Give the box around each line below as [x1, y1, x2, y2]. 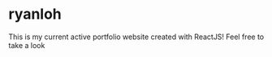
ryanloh [8, 5, 63, 24]
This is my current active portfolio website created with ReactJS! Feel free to [8, 32, 265, 42]
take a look [8, 40, 45, 50]
